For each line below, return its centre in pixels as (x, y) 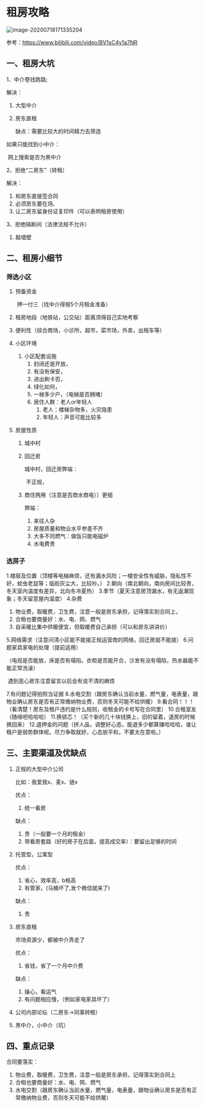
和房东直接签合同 (37, 196)
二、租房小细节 (34, 258)
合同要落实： (22, 1062)
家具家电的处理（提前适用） (46, 647)
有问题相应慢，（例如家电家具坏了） (68, 999)
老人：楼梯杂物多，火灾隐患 (77, 410)
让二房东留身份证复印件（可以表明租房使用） (71, 211)
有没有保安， (49, 371)
